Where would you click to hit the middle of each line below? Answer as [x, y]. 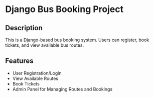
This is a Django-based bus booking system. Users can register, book [77, 40]
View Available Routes [35, 78]
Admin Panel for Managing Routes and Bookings [62, 89]
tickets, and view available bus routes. [45, 45]
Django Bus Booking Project [64, 9]
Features [19, 61]
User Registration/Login [37, 73]
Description [24, 28]
